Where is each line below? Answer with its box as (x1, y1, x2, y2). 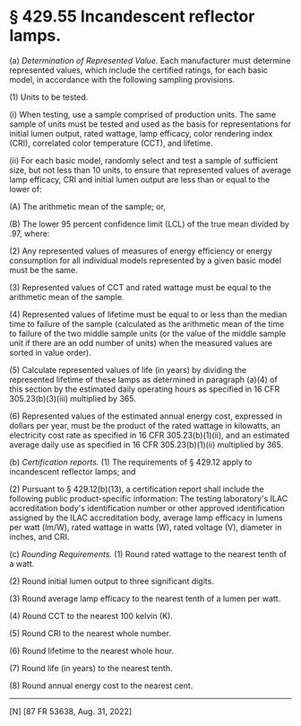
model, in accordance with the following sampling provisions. (9, 74, 236, 84)
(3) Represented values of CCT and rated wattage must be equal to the (9, 281, 271, 293)
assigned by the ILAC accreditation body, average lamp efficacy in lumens (9, 512, 284, 523)
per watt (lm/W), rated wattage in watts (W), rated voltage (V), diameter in (9, 521, 282, 532)
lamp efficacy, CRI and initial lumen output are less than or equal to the (9, 173, 271, 185)
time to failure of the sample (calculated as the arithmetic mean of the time (9, 318, 285, 329)
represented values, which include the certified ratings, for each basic (9, 65, 269, 75)
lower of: (9, 183, 42, 194)
